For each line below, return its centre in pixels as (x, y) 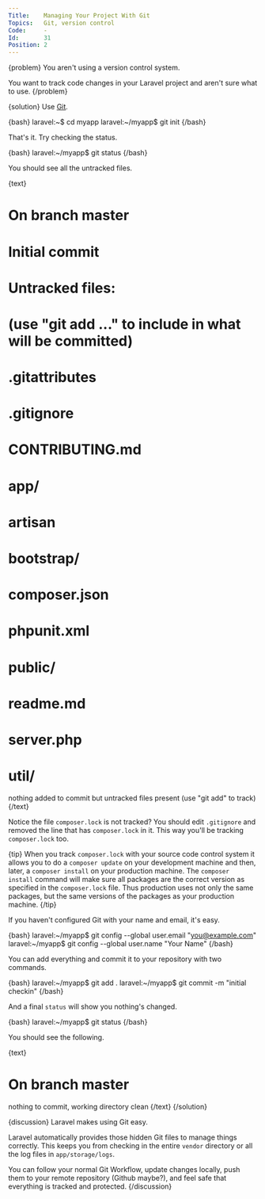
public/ (32, 667)
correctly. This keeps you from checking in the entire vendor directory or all (131, 1145)
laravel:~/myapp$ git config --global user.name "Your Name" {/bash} (121, 943)
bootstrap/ (44, 559)
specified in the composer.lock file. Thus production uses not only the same (131, 888)
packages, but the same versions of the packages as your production (121, 895)
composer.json (59, 595)
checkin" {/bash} (36, 991)
